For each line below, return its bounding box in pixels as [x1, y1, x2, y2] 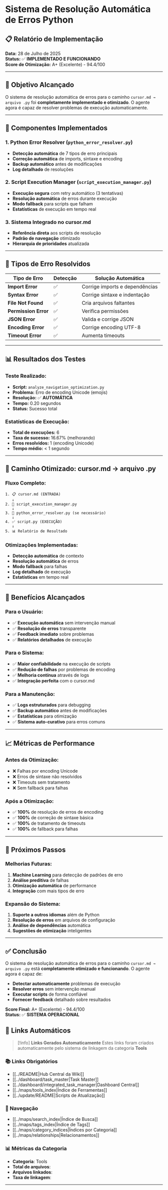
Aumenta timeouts [81, 332, 125, 339]
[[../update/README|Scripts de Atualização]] [12, 1092, 105, 1098]
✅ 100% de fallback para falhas [12, 826, 78, 832]
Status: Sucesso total [12, 405, 57, 411]
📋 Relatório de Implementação [5, 35, 103, 43]
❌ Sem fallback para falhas [12, 785, 68, 791]
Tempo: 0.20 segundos [12, 400, 61, 406]
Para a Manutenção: [5, 690, 55, 697]
